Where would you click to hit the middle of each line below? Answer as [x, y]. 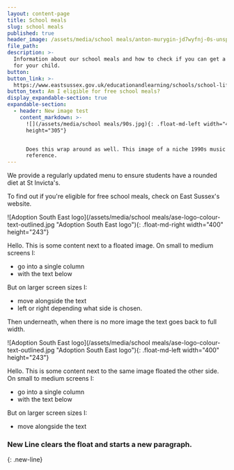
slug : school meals [36, 26]
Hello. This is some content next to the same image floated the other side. [113, 371]
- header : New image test [51, 111]
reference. [41, 156]
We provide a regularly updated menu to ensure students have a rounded [112, 176]
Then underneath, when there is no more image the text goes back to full [112, 322]
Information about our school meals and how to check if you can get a [120, 59]
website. [19, 204]
